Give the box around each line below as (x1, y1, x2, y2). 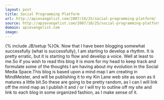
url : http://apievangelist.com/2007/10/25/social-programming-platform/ (5, 16, 156, 21)
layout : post (5, 7, 32, 12)
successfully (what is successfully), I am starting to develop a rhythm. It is (5, 48, 154, 54)
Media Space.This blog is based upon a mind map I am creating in (5, 69, 138, 74)
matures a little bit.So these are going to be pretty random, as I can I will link (5, 79, 158, 85)
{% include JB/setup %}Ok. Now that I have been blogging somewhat (5, 43, 145, 49)
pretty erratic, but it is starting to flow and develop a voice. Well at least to (5, 53, 154, 59)
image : (5, 30, 19, 34)
